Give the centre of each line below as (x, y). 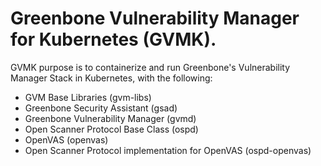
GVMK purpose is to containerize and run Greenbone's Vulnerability (150, 67)
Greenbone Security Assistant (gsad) (101, 108)
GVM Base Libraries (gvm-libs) (88, 97)
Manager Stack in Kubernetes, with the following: (111, 78)
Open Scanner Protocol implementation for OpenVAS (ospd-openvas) (168, 150)
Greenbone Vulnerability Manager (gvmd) (110, 118)
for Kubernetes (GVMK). (113, 39)
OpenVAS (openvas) (66, 139)
